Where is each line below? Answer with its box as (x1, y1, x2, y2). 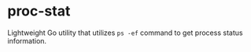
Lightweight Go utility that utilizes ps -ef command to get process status (7, 28, 243, 37)
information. (7, 36, 47, 45)
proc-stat (7, 2, 71, 20)
